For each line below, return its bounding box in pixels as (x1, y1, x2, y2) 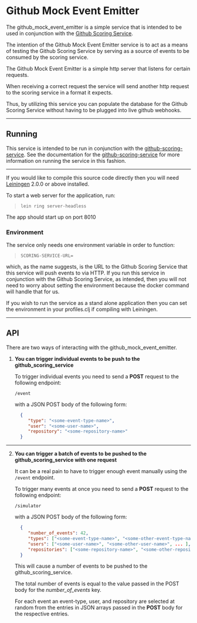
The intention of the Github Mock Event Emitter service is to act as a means (6, 41, 188, 48)
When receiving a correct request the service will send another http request (6, 82, 189, 89)
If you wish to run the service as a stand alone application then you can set (6, 300, 188, 307)
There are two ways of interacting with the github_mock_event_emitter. (6, 344, 178, 351)
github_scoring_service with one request (14, 457, 117, 464)
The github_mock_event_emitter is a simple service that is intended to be (6, 24, 182, 31)
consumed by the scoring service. (6, 53, 89, 61)
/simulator (14, 503, 42, 509)
